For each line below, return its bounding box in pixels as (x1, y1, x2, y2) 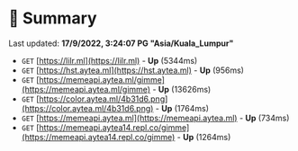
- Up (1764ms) (155, 102, 209, 113)
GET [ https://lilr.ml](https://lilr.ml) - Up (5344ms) (21, 55, 198, 66)
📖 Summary (8, 8, 97, 29)
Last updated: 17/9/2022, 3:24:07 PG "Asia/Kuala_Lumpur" (8, 38, 234, 49)
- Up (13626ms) (151, 84, 212, 94)
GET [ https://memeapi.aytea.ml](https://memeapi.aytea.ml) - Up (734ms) (21, 112, 290, 123)
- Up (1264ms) (176, 131, 231, 142)
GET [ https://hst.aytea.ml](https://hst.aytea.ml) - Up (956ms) (21, 65, 245, 75)
